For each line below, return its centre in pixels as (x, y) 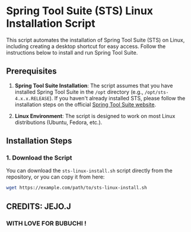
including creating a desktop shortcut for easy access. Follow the (86, 46)
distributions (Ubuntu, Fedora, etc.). (58, 122)
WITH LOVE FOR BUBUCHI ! (47, 223)
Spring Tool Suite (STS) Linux (79, 11)
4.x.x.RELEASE (32, 98)
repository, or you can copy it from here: (55, 177)
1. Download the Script (39, 158)
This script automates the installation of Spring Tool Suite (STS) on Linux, (95, 40)
